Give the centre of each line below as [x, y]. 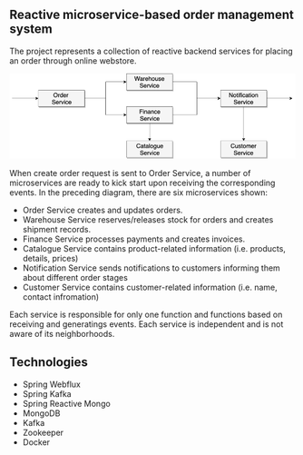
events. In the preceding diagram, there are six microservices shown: [139, 192]
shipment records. [57, 229]
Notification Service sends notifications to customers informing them [151, 268]
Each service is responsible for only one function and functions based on [146, 314]
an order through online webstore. [73, 60]
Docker [36, 442]
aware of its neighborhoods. [62, 333]
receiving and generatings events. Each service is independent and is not [147, 324]
